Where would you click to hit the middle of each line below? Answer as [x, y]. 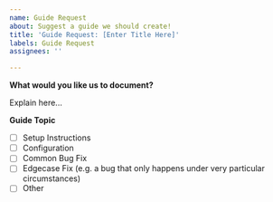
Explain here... [36, 103]
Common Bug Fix [55, 159]
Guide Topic [33, 120]
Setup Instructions [56, 138]
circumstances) [52, 178]
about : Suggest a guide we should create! [90, 26]
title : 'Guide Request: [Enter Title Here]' [94, 34]
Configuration [48, 148]
